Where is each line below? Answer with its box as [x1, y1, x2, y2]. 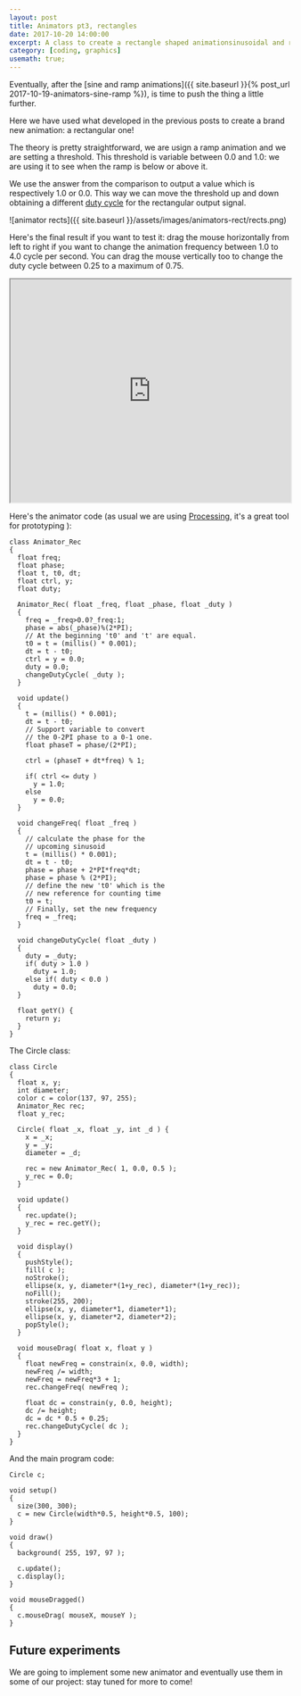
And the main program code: [9, 1453, 115, 1464]
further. [9, 98, 37, 108]
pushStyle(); [25, 1258, 74, 1267]
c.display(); [17, 1572, 66, 1581]
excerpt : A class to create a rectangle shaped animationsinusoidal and [9, 37, 285, 47]
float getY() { [17, 1006, 74, 1015]
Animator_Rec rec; [17, 1102, 86, 1110]
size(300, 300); [17, 1501, 77, 1510]
